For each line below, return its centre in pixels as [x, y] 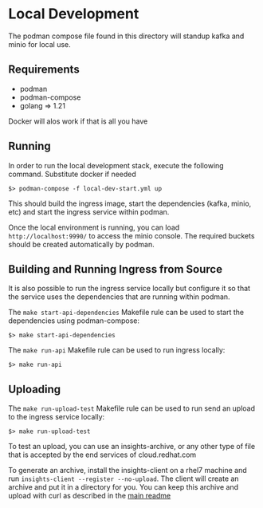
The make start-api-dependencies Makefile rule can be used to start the [126, 313]
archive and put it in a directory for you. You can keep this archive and [124, 487]
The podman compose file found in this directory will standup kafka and [126, 36]
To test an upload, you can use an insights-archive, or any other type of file [132, 447]
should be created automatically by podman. [82, 244]
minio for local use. [39, 44]
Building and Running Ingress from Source [116, 269]
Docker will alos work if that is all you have [78, 121]
